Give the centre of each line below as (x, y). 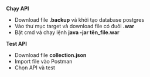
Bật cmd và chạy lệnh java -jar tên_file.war (67, 32)
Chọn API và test (35, 68)
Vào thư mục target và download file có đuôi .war (74, 26)
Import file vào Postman (43, 61)
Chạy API (18, 9)
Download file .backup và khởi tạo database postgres (79, 20)
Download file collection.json (50, 55)
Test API (17, 44)
